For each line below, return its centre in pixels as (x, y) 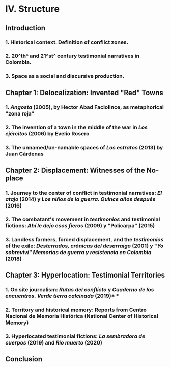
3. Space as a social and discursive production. (65, 76)
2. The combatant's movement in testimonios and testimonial (83, 219)
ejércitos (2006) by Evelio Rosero (47, 133)
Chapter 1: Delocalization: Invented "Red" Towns (84, 93)
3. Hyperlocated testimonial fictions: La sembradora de (75, 336)
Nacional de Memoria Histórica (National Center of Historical (82, 316)
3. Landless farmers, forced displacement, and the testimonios (84, 239)
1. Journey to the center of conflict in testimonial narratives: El (84, 193)
